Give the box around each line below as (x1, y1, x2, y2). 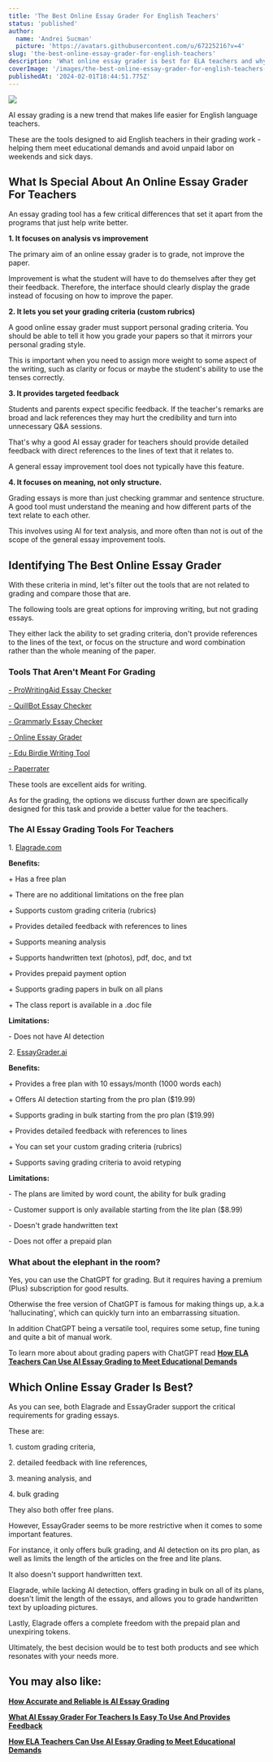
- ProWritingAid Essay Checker (8, 684, 112, 695)
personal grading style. (8, 340, 86, 349)
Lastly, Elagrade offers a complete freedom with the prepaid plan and (8, 1618, 240, 1628)
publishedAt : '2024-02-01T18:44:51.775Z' (8, 72, 151, 80)
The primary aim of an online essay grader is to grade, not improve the (8, 250, 245, 259)
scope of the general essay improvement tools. (8, 535, 167, 545)
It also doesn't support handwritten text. (8, 1569, 143, 1579)
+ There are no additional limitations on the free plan (8, 889, 184, 899)
